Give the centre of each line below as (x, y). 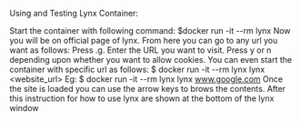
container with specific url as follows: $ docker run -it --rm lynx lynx (137, 69)
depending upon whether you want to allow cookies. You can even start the (151, 60)
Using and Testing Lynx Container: (74, 13)
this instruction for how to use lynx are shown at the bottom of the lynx (142, 98)
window (24, 108)
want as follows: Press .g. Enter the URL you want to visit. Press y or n (140, 50)
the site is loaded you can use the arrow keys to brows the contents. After (148, 89)
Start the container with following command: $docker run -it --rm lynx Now (150, 30)
